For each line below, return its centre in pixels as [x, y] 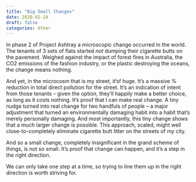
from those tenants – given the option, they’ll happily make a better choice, [96, 94]
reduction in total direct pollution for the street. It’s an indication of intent [93, 87]
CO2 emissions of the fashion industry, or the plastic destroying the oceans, [98, 64]
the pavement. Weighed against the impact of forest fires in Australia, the [94, 57]
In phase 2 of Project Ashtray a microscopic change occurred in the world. [96, 45]
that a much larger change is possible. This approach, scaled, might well [94, 125]
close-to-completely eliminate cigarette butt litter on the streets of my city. [96, 131]
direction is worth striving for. [42, 173]
